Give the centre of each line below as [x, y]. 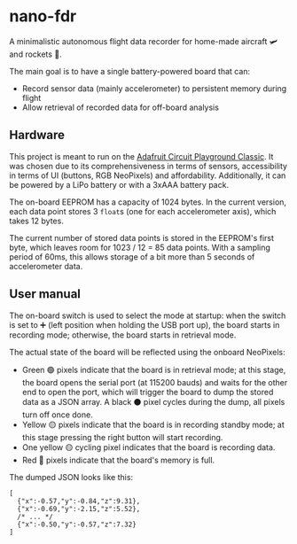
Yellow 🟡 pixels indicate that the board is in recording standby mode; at [153, 424]
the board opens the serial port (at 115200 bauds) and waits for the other [155, 382]
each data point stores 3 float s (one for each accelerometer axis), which [143, 211]
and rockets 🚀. [35, 54]
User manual [45, 294]
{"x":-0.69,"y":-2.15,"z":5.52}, [79, 509]
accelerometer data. [46, 266]
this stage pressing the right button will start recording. [122, 437]
